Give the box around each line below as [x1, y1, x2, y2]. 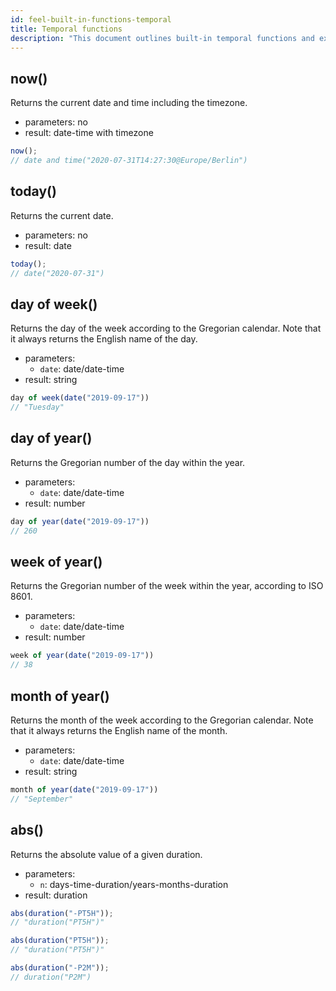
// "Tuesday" [10, 402, 65, 413]
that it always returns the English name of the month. [10, 725, 228, 736]
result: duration [24, 889, 88, 901]
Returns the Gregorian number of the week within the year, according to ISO [10, 580, 324, 592]
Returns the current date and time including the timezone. [10, 97, 248, 109]
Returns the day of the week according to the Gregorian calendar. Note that [10, 322, 322, 335]
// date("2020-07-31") [10, 268, 105, 278]
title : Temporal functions [10, 24, 123, 34]
